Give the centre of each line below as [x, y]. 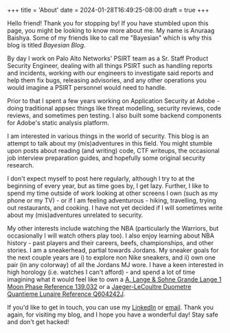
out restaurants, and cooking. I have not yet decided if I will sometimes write [115, 208]
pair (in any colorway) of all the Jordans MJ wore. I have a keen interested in [115, 265]
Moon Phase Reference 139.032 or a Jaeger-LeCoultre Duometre [99, 287]
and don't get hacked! [38, 322]
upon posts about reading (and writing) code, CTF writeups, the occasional [113, 151]
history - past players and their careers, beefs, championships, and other [111, 243]
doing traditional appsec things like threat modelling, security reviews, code [114, 108]
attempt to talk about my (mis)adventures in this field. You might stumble [110, 143]
